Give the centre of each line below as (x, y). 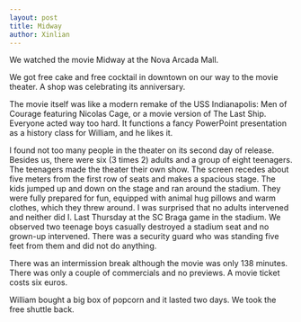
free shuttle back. (42, 309)
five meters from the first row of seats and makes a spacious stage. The (142, 179)
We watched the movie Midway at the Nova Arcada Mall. (114, 60)
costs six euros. (39, 282)
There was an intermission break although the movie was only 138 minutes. (149, 264)
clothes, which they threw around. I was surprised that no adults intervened (149, 208)
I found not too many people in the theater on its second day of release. (142, 150)
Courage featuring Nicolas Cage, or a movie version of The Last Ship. (138, 114)
